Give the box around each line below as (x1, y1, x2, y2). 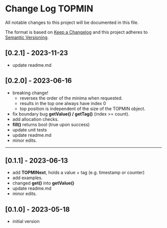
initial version (12, 219, 40, 225)
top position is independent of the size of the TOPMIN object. (19, 106, 146, 112)
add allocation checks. (12, 116, 59, 122)
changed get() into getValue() (12, 180, 75, 186)
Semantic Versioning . (5, 34, 49, 40)
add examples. (12, 175, 43, 181)
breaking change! (12, 90, 49, 96)
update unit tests (12, 126, 47, 132)
